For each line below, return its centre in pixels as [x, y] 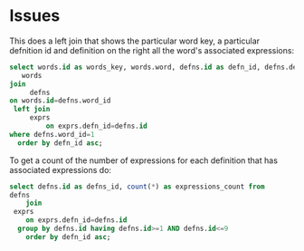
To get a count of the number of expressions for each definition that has [144, 160]
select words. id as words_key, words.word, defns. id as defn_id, [135, 67]
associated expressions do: [60, 169]
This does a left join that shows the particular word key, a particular [135, 41]
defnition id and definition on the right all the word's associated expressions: [152, 50]
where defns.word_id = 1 [52, 134]
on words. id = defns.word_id [60, 101]
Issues [35, 16]
